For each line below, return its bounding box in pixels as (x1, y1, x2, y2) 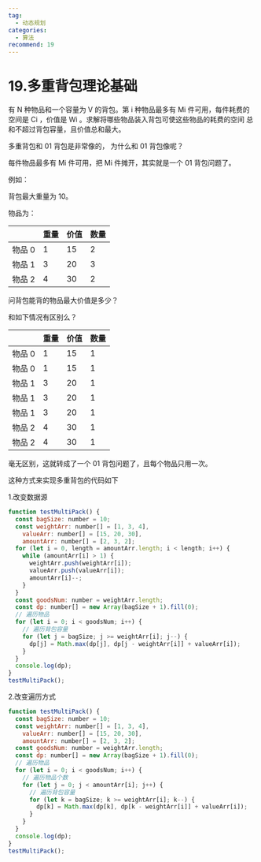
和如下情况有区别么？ (8, 312, 77, 322)
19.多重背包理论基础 (8, 77, 138, 95)
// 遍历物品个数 (22, 774, 68, 782)
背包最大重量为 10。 (8, 192, 73, 201)
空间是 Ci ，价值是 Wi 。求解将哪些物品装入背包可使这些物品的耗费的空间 (8, 115, 245, 125)
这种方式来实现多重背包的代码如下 (8, 476, 119, 485)
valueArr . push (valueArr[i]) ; (28, 567, 125, 575)
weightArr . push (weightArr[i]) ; (28, 559, 132, 568)
